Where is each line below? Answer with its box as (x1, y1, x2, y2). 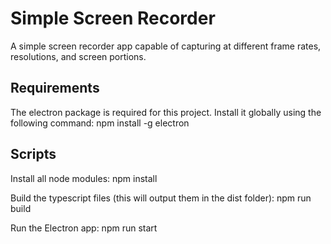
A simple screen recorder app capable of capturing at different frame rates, (10, 40, 322, 52)
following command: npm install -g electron (10, 117, 190, 129)
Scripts (10, 146, 57, 163)
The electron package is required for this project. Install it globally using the (10, 106, 322, 118)
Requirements (10, 80, 100, 97)
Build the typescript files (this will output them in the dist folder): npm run (10, 192, 312, 204)
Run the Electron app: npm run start (10, 222, 158, 234)
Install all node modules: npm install (10, 172, 158, 184)
